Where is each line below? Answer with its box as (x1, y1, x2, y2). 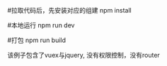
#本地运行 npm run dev (7, 21, 75, 29)
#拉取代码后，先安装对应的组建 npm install (7, 6, 132, 14)
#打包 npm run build (7, 36, 66, 44)
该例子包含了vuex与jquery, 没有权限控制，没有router (7, 51, 161, 59)
